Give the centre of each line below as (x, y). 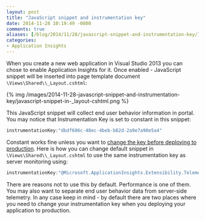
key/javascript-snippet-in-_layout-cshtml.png (63, 101)
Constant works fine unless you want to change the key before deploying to (102, 142)
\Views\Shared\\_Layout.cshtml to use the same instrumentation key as (96, 155)
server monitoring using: (37, 161)
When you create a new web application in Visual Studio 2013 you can (95, 63)
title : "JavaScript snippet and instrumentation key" (76, 18)
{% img (16, 94)
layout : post (23, 12)
